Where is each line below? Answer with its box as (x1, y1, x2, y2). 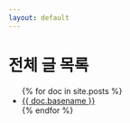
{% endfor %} (21, 105, 74, 116)
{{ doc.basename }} (21, 95, 96, 106)
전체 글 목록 (8, 55, 89, 75)
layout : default (8, 13, 70, 23)
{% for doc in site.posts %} (21, 85, 123, 96)
